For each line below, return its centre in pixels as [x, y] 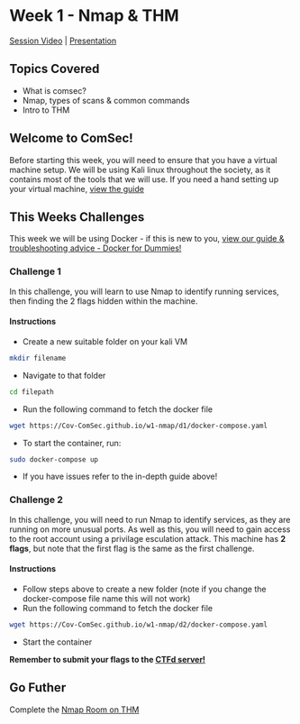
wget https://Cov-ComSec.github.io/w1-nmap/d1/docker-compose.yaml [139, 426]
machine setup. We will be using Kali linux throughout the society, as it [140, 170]
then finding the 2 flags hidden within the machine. [104, 301]
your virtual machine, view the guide [77, 188]
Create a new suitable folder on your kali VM [105, 341]
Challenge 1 [35, 271]
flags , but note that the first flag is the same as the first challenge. [132, 548]
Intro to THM [46, 110]
